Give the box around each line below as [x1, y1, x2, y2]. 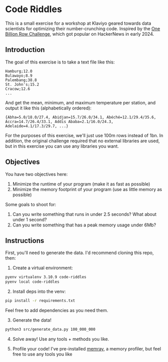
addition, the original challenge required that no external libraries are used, [5, 138, 160, 144]
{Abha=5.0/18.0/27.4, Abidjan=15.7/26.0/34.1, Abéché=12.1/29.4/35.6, [5, 114, 156, 119]
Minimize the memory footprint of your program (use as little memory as [12, 186, 162, 192]
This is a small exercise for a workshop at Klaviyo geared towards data [5, 20, 151, 26]
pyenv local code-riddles [5, 279, 59, 284]
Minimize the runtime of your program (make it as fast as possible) [12, 180, 150, 187]
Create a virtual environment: [12, 265, 73, 271]
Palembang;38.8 [5, 77, 37, 83]
